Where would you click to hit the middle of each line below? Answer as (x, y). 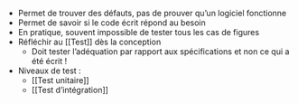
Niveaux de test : (49, 71)
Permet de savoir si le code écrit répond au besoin (112, 23)
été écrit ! (49, 61)
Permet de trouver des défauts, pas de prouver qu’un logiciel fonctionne (152, 13)
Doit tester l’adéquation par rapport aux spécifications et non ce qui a (160, 52)
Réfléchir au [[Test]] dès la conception (89, 42)
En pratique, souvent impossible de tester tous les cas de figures (139, 32)
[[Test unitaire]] (60, 80)
